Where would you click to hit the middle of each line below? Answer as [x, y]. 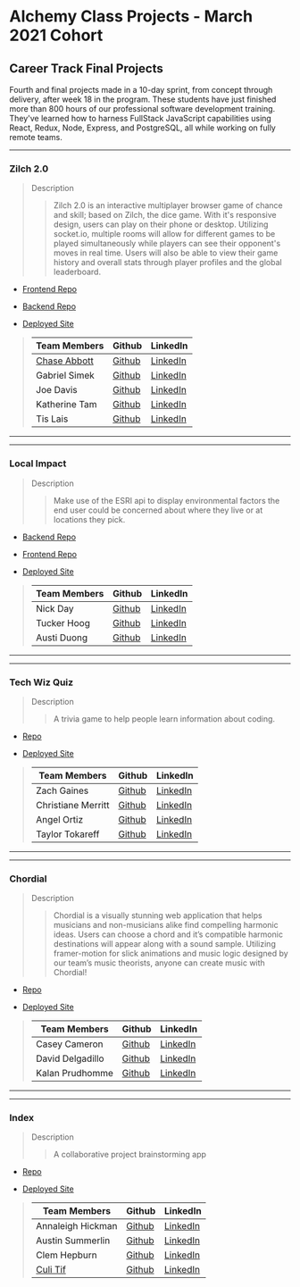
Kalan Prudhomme [75, 1074]
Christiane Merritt [72, 805]
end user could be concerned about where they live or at [158, 510]
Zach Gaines [62, 790]
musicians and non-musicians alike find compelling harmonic [166, 925]
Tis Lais [52, 419]
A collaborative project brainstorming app [130, 1155]
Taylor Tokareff [67, 834]
